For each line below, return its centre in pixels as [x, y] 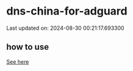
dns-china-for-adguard [67, 11]
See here [18, 61]
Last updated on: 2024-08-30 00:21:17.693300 [65, 28]
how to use [28, 47]
